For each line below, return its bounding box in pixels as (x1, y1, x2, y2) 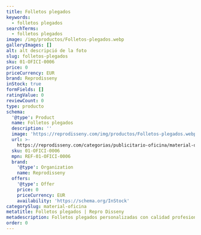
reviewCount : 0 (6, 97, 44, 103)
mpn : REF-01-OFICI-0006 (11, 153, 71, 159)
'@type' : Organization (17, 164, 74, 170)
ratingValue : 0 (6, 92, 44, 98)
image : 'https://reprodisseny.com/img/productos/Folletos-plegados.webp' (11, 131, 199, 138)
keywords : (6, 14, 31, 20)
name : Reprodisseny (17, 170, 66, 176)
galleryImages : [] (6, 42, 52, 48)
